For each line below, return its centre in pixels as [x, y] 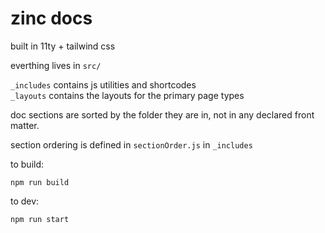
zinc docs [51, 18]
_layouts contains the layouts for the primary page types [127, 95]
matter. [25, 125]
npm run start [40, 219]
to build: [27, 164]
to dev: [25, 201]
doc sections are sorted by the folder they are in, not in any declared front [162, 114]
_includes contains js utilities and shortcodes [103, 84]
